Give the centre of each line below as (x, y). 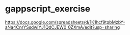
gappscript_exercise (48, 9)
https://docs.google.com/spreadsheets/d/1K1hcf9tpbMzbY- (65, 22)
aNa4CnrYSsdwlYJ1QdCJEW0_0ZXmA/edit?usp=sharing (63, 27)
